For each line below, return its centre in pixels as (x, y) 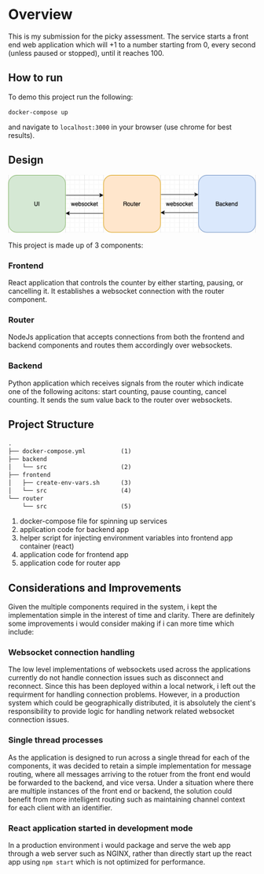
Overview (40, 15)
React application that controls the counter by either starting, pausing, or (126, 282)
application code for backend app (74, 530)
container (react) (47, 546)
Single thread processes (56, 740)
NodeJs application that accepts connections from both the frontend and (126, 337)
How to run (36, 78)
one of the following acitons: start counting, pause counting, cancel (117, 391)
